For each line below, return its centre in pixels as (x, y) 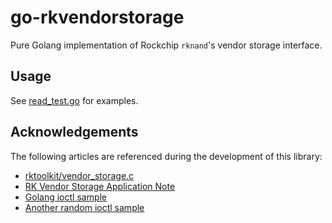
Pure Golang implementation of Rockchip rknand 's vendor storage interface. (166, 45)
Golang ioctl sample (66, 197)
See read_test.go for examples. (74, 100)
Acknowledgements (74, 132)
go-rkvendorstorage (97, 17)
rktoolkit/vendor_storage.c (79, 175)
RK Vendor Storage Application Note (100, 186)
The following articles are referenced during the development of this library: (166, 156)
